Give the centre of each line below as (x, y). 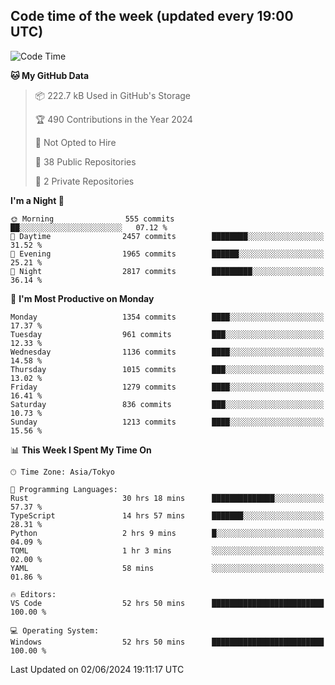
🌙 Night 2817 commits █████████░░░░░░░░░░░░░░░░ (167, 271)
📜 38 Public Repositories (85, 161)
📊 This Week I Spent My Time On (81, 450)
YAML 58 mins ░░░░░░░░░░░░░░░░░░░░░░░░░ (167, 568)
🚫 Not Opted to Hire (75, 142)
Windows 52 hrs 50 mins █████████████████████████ (167, 642)
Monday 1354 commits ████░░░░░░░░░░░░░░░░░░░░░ (167, 317)
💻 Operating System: (55, 630)
